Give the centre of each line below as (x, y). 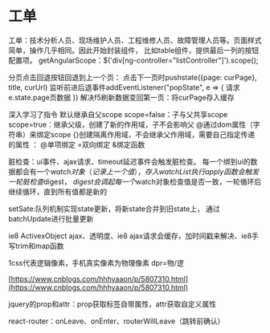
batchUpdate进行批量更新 (51, 218)
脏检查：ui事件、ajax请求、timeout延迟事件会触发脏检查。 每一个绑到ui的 (129, 161)
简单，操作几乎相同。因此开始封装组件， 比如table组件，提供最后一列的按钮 (134, 50)
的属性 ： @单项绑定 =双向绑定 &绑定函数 (77, 144)
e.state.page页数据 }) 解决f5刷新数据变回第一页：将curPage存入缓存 (121, 97)
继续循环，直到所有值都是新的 (57, 191)
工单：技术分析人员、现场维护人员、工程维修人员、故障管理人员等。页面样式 (135, 40)
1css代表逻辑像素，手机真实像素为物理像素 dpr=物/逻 (96, 262)
